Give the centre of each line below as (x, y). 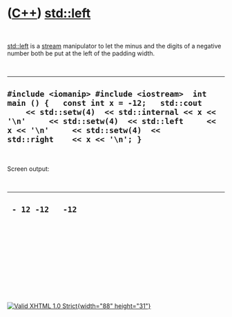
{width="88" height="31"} (114, 306)
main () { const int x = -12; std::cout (105, 103)
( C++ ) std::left (49, 13)
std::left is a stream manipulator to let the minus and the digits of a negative (114, 46)
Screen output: (28, 169)
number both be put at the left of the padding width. (81, 53)
